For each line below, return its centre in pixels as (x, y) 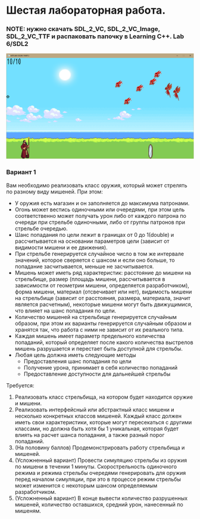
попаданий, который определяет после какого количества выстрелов (104, 342)
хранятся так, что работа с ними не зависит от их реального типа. (99, 329)
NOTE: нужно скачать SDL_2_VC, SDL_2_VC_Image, (83, 29)
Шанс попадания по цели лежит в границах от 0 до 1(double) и (94, 235)
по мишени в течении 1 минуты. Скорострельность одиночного (96, 466)
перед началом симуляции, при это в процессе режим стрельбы (98, 479)
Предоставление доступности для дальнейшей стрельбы (97, 374)
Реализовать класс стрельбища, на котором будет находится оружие (104, 397)
